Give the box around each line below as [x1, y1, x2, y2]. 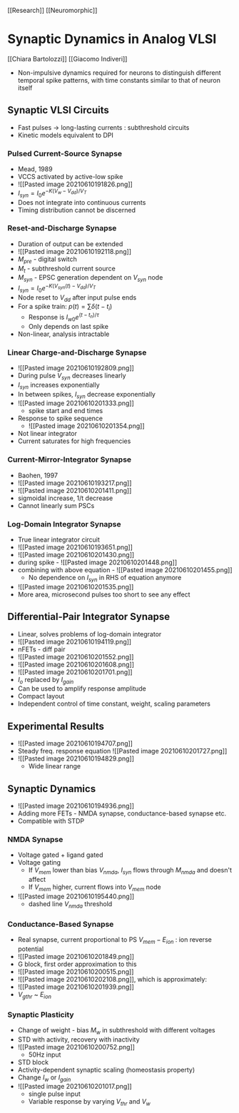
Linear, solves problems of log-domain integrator [17, 629, 162, 638]
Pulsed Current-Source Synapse [7, 148, 123, 158]
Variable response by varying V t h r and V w [28, 1097, 151, 1108]
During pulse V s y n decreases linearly [17, 371, 126, 381]
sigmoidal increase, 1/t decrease [17, 494, 113, 502]
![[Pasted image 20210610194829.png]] [17, 754, 134, 763]
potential [17, 945, 44, 953]
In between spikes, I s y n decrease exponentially [17, 390, 156, 400]
